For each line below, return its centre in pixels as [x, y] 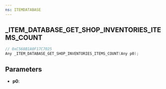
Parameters [24, 69]
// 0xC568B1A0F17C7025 [29, 49]
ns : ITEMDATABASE [23, 10]
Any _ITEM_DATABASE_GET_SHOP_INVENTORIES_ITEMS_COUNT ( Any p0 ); [72, 54]
